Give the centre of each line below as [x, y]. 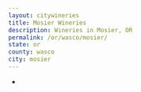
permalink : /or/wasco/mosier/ [58, 37]
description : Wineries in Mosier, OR [70, 30]
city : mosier [30, 60]
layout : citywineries [44, 15]
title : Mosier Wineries [48, 23]
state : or [25, 45]
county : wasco [32, 52]
